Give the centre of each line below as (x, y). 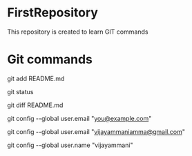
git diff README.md (35, 105)
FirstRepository (53, 13)
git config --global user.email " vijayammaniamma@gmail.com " (96, 131)
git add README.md (36, 78)
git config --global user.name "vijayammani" (70, 145)
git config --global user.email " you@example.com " (79, 118)
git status (20, 91)
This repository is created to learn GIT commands (78, 32)
